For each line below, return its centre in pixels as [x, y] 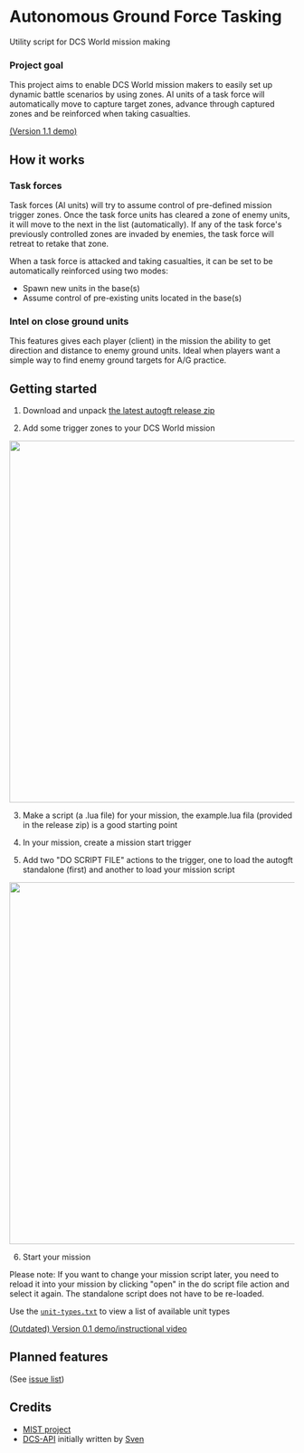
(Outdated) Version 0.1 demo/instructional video [98, 1329]
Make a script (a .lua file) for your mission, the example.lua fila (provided [157, 815]
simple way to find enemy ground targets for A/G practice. [118, 360]
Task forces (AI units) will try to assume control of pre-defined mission [141, 204]
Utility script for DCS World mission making [90, 42]
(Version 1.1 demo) [43, 131]
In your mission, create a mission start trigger [107, 842]
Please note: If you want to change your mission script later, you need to [144, 1275]
